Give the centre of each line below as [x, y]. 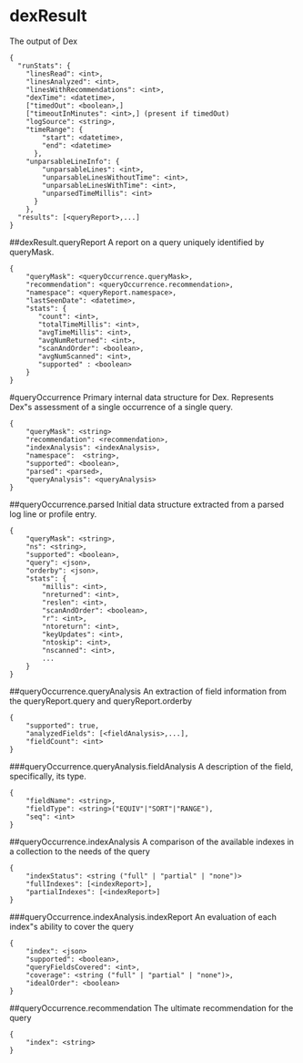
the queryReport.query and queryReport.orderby [101, 701]
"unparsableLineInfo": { [73, 161]
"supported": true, [63, 726]
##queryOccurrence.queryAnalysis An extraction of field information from [148, 691]
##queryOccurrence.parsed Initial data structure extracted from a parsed [147, 504]
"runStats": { [44, 66]
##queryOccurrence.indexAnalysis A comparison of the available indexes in [151, 841]
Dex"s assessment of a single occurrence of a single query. [121, 407]
